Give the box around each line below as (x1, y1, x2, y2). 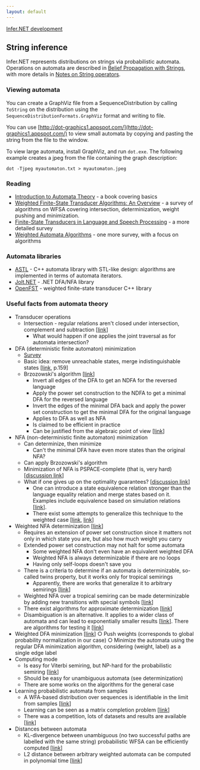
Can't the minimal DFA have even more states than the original (32, 446, 186, 453)
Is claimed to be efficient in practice (32, 421, 121, 428)
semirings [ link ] (32, 586, 71, 593)
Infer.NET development (6, 25, 63, 32)
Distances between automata (14, 725, 87, 732)
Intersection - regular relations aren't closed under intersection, (23, 320, 180, 327)
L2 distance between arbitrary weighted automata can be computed (23, 750, 191, 757)
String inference (6, 42, 68, 52)
